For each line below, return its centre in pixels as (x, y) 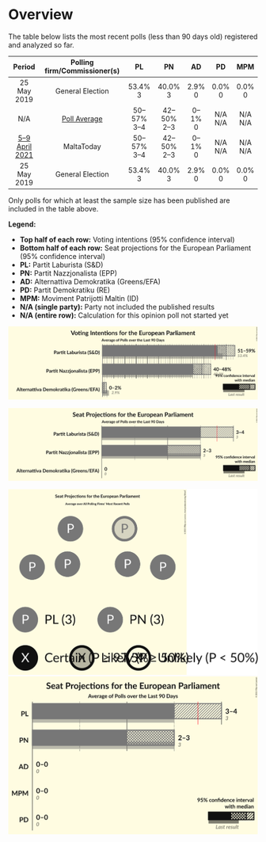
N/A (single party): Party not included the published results (117, 307)
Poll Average (82, 118)
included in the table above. (53, 208)
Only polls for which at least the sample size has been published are (119, 200)
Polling (82, 63)
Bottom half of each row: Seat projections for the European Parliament (135, 248)
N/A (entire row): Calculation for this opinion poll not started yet (124, 315)
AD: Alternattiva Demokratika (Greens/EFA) (90, 281)
